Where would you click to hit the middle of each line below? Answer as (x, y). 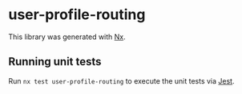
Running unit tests (55, 62)
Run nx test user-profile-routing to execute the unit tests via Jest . (121, 80)
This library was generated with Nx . (67, 37)
